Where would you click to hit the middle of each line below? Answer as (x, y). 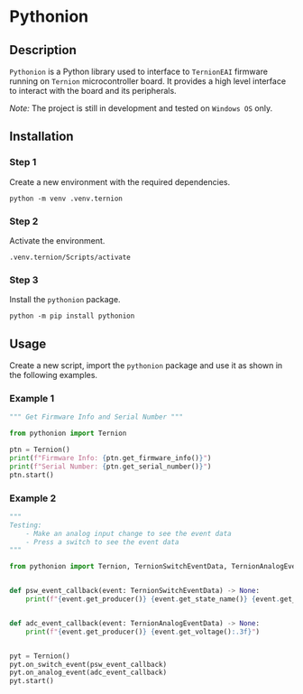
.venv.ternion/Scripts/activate (70, 257)
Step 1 (23, 162)
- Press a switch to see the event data (102, 542)
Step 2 (24, 221)
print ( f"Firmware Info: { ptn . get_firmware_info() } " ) (110, 458)
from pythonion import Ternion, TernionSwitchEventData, (119, 567)
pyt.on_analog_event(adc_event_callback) (88, 673)
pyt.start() (32, 681)
